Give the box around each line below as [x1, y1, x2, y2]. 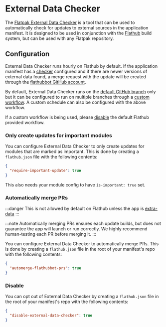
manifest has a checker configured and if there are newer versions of [5, 68, 148, 74]
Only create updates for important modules [5, 132, 112, 139]
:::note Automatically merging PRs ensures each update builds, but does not [5, 220, 161, 226]
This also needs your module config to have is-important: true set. [5, 181, 146, 187]
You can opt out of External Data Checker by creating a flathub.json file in [5, 293, 159, 299]
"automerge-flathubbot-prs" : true [9, 265, 81, 271]
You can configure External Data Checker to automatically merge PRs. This [5, 240, 159, 247]
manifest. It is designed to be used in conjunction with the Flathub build [5, 30, 152, 36]
